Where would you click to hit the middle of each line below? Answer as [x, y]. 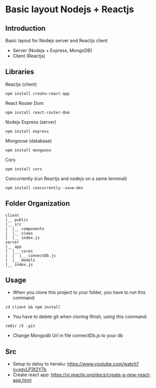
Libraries [20, 72]
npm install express [27, 131]
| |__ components [25, 229]
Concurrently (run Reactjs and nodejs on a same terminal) [66, 178]
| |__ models [20, 260]
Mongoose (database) [29, 141]
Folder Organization [38, 204]
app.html [22, 380]
